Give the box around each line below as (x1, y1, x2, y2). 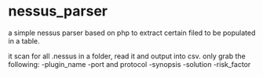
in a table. (8, 36, 41, 45)
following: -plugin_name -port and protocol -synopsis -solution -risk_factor (8, 59, 251, 68)
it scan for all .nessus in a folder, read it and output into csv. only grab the (8, 51, 246, 61)
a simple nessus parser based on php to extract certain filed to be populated (8, 28, 256, 37)
